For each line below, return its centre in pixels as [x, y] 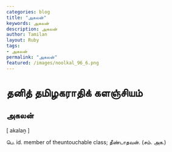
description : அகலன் [32, 29]
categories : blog [28, 12]
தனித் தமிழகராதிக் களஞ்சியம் [74, 93]
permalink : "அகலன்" [32, 57]
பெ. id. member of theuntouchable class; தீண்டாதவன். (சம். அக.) [86, 142]
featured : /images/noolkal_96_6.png [53, 63]
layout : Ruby [23, 40]
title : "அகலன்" [26, 18]
